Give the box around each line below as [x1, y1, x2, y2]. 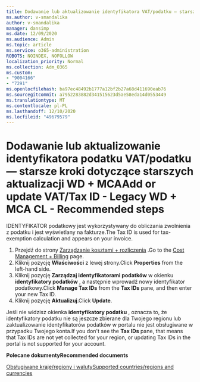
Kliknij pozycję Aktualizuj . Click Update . [14, 297, 112, 304]
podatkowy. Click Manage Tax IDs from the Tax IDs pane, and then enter [14, 284, 192, 292]
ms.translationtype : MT [6, 97, 65, 103]
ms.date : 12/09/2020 [6, 31, 58, 37]
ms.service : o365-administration [6, 48, 89, 54]
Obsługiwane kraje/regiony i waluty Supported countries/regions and [6, 364, 174, 371]
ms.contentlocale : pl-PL [6, 102, 68, 109]
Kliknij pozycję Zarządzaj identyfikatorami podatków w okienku [14, 272, 174, 279]
